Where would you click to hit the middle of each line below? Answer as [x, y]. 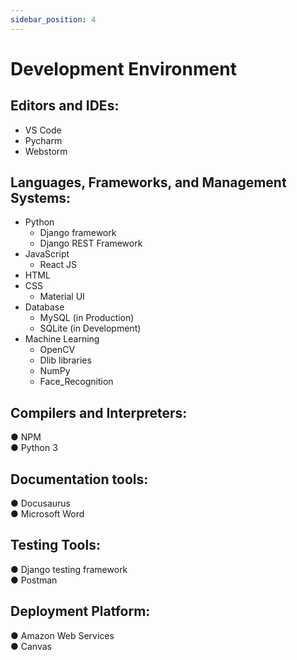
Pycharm [43, 140]
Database [44, 307]
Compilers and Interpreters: [99, 412]
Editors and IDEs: [65, 106]
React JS [58, 265]
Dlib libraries [65, 360]
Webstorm [46, 151]
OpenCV [57, 350]
